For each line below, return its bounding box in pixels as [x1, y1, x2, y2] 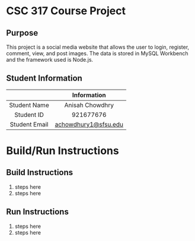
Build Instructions [6, 167, 73, 177]
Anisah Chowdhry [64, 101, 114, 109]
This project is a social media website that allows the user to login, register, [6, 43, 190, 50]
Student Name [9, 101, 49, 109]
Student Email [9, 120, 49, 128]
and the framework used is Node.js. [6, 56, 94, 63]
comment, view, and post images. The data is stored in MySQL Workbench [6, 50, 188, 57]
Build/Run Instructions [6, 144, 120, 157]
